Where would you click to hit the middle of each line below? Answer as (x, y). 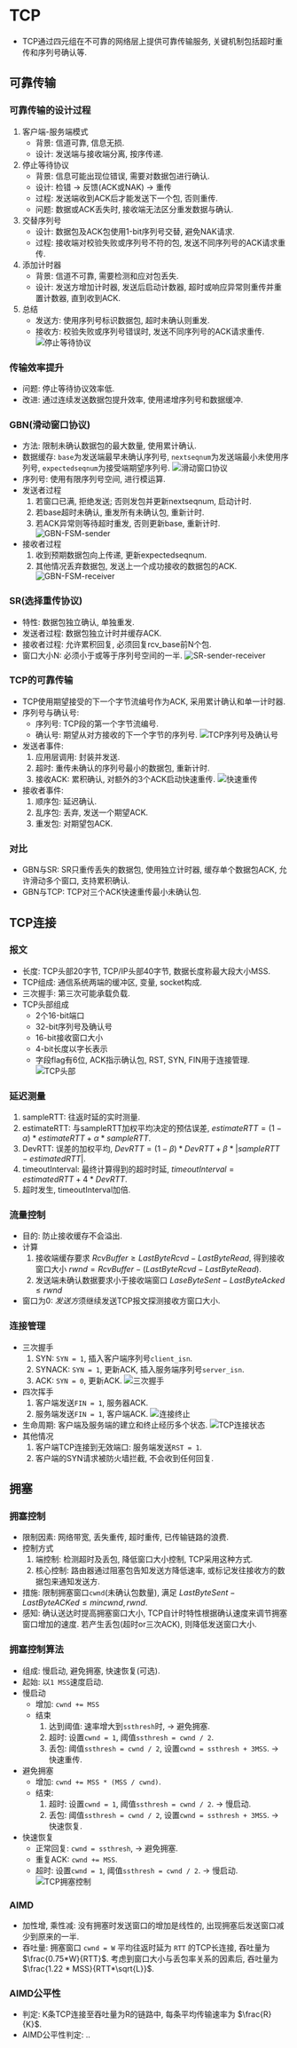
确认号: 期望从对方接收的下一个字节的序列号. (116, 734)
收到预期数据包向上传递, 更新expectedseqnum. (121, 555)
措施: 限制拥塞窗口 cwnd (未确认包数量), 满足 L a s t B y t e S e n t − (129, 1593)
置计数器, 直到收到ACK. (78, 297)
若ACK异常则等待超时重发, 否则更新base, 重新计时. (128, 524)
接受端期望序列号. (138, 468)
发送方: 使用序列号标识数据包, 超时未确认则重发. (122, 320)
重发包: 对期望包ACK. (74, 823)
